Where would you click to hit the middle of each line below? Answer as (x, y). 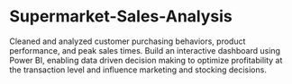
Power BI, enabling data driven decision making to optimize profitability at (146, 60)
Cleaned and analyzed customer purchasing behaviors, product (128, 41)
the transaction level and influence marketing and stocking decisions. (138, 70)
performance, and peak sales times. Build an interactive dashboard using (145, 50)
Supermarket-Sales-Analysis (121, 17)
